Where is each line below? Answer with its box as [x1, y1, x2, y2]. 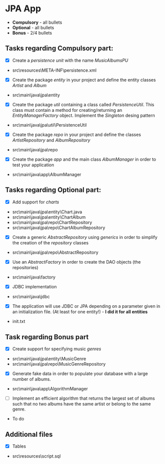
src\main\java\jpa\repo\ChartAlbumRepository [12, 225, 105, 231]
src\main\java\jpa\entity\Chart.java [12, 209, 82, 215]
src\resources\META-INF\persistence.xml [12, 67, 97, 73]
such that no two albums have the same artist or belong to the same [12, 401, 151, 407]
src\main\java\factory [12, 274, 56, 280]
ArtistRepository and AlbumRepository [12, 137, 90, 143]
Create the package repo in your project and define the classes [12, 132, 141, 138]
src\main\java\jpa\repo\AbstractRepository [12, 249, 99, 255]
